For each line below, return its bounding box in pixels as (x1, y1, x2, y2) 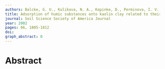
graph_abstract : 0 (5, 34, 43, 39)
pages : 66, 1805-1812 (5, 25, 50, 30)
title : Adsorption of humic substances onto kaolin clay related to (5, 12, 148, 17)
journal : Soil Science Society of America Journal (5, 16, 111, 21)
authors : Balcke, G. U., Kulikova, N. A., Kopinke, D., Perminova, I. (5, 7, 153, 12)
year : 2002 (5, 20, 27, 26)
